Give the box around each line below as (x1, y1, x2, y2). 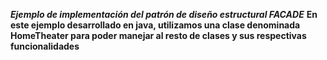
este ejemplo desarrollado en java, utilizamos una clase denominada (10, 19, 301, 31)
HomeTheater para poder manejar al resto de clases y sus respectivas (10, 30, 307, 41)
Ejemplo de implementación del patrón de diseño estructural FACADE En (10, 9, 318, 20)
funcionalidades (10, 40, 80, 52)
